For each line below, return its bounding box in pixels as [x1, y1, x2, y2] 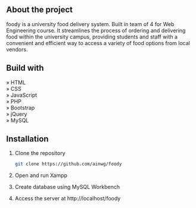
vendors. [6, 46, 28, 53]
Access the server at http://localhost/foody [14, 195, 121, 202]
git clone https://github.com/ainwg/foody [14, 161, 122, 167]
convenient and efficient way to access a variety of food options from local [6, 39, 191, 46]
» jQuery [6, 110, 27, 118]
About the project [6, 5, 73, 15]
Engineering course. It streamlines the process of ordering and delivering [6, 27, 186, 34]
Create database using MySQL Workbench [14, 184, 120, 191]
